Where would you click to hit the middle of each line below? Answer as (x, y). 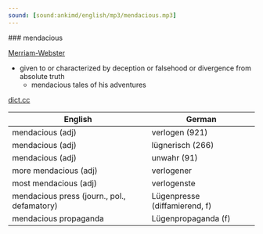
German (201, 119)
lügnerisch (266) (183, 145)
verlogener (171, 171)
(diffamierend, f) (182, 206)
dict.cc (19, 99)
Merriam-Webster (37, 52)
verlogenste (173, 183)
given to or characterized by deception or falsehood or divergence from (135, 68)
